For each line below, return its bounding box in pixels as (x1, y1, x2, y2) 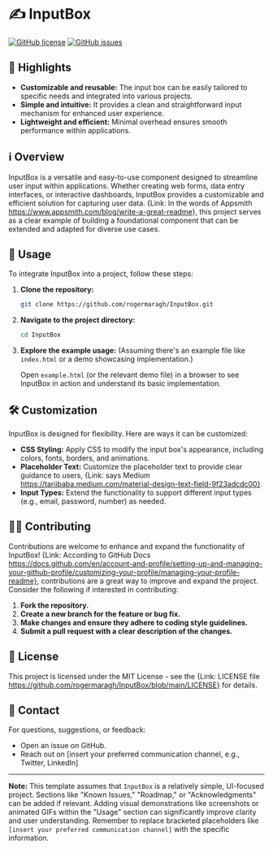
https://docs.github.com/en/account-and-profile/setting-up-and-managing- (8, 558, 263, 568)
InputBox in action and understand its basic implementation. (19, 379, 222, 388)
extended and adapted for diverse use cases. (8, 223, 161, 234)
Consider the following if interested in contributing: (8, 584, 179, 594)
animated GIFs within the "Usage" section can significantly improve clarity (8, 808, 257, 817)
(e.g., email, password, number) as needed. (19, 496, 167, 506)
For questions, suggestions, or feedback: (8, 725, 146, 734)
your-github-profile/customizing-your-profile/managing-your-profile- (8, 567, 240, 577)
